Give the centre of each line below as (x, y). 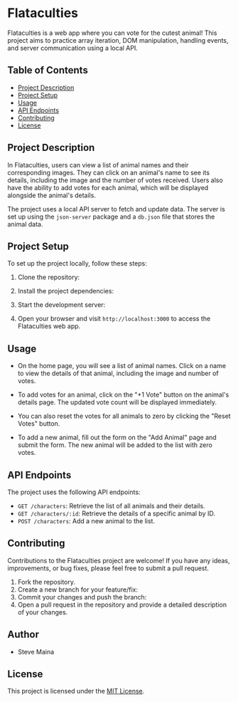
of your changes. (43, 612)
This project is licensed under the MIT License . (76, 691)
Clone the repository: (49, 277)
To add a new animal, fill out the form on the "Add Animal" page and (117, 438)
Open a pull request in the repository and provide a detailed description (122, 604)
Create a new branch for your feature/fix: (78, 590)
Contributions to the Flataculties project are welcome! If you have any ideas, (119, 560)
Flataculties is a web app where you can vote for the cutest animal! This (112, 33)
